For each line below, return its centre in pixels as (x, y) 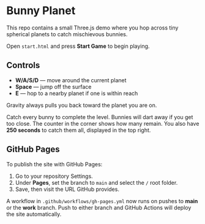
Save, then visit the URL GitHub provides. (67, 189)
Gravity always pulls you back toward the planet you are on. (82, 105)
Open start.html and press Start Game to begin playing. (78, 46)
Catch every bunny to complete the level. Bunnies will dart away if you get (100, 117)
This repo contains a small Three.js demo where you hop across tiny (92, 28)
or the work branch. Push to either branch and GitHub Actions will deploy (99, 207)
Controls (23, 65)
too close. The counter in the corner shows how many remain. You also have (103, 123)
